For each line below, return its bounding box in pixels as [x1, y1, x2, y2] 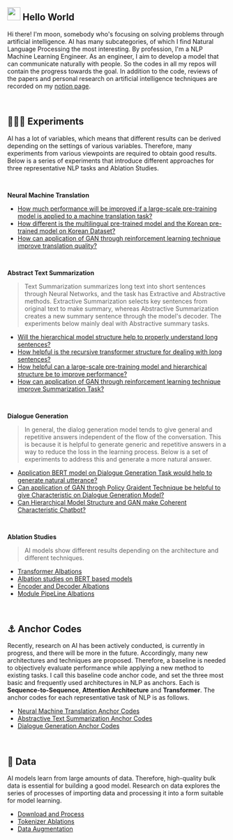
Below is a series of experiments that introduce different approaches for [7, 156, 214, 165]
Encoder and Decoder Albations [17, 582, 110, 590]
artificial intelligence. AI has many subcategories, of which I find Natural [7, 37, 214, 45]
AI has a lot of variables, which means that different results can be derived [7, 134, 221, 142]
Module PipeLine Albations [17, 589, 95, 598]
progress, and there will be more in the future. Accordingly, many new [7, 649, 208, 657]
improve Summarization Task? [17, 385, 105, 393]
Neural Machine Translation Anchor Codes [17, 707, 140, 716]
